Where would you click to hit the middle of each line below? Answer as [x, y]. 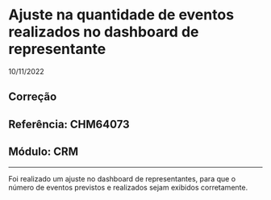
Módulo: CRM [44, 152]
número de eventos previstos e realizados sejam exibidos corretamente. [128, 187]
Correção [33, 97]
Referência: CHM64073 [69, 124]
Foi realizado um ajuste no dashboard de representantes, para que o [122, 178]
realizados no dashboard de [104, 32]
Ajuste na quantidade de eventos [121, 15]
